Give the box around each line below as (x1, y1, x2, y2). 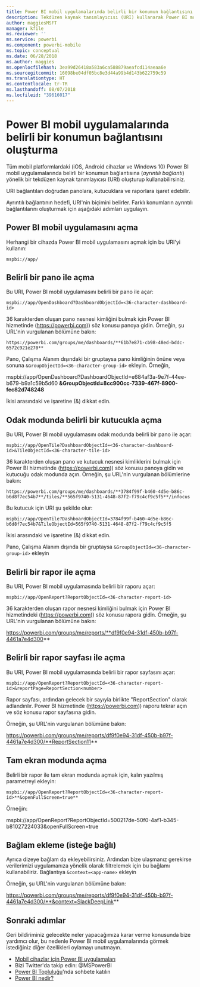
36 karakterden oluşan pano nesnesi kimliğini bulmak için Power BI (6, 315, 170, 323)
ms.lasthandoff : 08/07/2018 (6, 87, 76, 93)
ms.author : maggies (6, 59, 55, 65)
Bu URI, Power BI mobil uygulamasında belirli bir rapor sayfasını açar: (6, 669, 176, 676)
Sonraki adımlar (6, 915, 66, 925)
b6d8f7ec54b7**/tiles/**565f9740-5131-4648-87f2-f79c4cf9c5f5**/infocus (6, 494, 190, 500)
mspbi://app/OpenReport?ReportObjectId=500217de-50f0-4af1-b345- (6, 816, 179, 823)
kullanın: (6, 244, 27, 252)
